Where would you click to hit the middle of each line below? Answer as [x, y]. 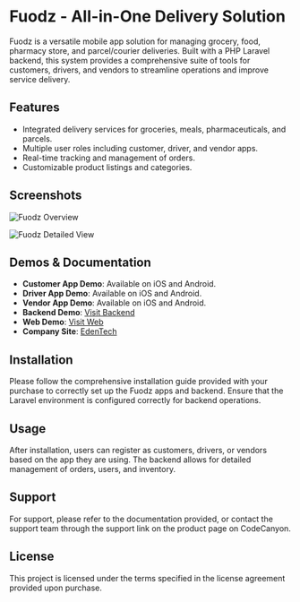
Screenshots [46, 196]
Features [34, 108]
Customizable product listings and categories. [107, 167]
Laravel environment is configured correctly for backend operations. [135, 400]
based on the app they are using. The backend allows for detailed [130, 460]
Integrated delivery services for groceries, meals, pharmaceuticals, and [154, 129]
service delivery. [40, 79]
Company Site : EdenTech [69, 331]
